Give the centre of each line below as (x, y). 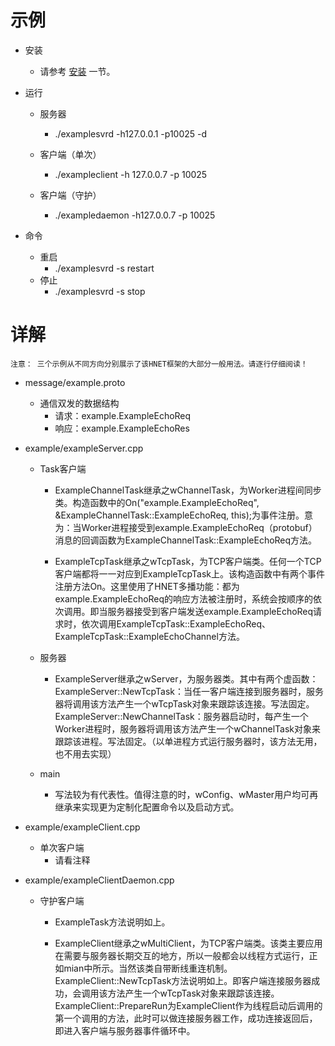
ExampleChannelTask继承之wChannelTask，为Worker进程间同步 (188, 490)
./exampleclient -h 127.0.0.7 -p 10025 (131, 174)
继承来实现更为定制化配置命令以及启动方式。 (147, 807)
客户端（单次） (70, 154)
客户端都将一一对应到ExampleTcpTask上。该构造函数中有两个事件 (189, 573)
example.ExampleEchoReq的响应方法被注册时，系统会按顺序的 (184, 598)
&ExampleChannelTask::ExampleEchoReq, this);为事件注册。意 (184, 515)
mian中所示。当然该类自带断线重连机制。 (148, 968)
